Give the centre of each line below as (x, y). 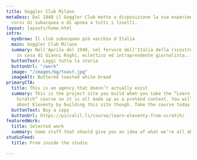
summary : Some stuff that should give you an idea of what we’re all (98, 132)
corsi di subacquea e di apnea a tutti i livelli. (74, 22)
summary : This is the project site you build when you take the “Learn (101, 94)
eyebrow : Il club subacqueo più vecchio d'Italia (73, 39)
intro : (14, 34)
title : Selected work (38, 126)
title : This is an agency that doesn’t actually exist (80, 88)
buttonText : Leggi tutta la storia (55, 61)
